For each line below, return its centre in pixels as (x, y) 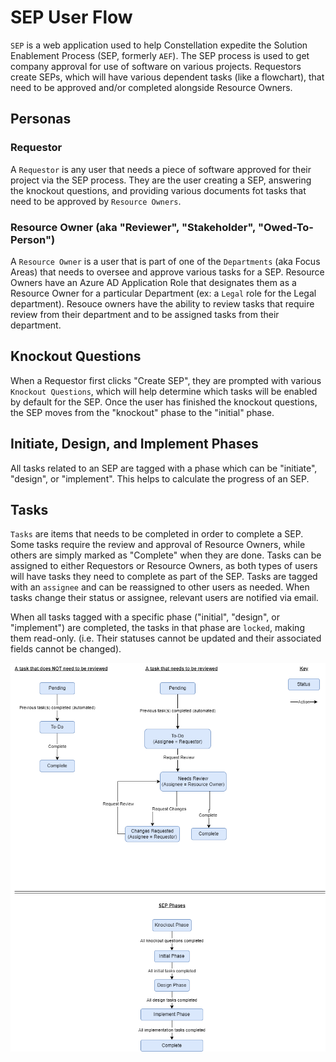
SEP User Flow (71, 17)
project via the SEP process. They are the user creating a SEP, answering (161, 180)
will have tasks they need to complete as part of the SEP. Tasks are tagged (164, 577)
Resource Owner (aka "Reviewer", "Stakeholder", (133, 227)
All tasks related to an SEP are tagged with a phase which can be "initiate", (164, 468)
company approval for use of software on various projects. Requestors (156, 66)
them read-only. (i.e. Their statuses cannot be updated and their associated (166, 638)
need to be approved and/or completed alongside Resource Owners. (151, 87)
